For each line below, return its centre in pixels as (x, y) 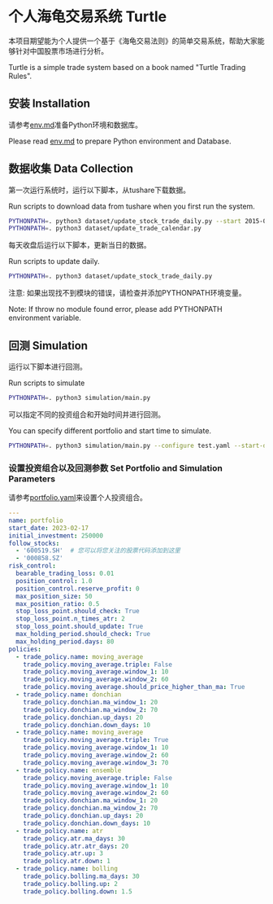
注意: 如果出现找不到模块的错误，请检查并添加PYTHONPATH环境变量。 (127, 293)
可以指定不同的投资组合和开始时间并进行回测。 (87, 414)
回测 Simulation (48, 346)
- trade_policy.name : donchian (69, 695)
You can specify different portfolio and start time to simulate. (110, 430)
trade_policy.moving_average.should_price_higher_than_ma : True (134, 687)
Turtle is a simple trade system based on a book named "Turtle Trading (127, 67)
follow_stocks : (34, 543)
